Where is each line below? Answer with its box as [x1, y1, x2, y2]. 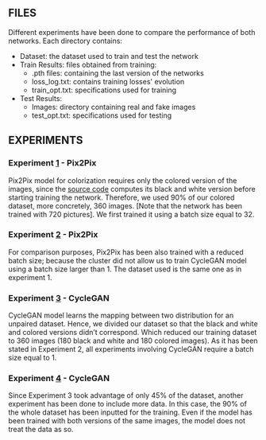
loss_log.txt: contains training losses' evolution [31, 76, 185, 86]
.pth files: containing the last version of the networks [31, 68, 204, 78]
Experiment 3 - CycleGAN [8, 292, 110, 303]
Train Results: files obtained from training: [19, 60, 157, 69]
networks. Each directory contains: [8, 36, 123, 45]
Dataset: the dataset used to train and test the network [19, 51, 199, 60]
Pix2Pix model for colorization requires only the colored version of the [8, 175, 237, 185]
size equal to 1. [8, 353, 57, 363]
